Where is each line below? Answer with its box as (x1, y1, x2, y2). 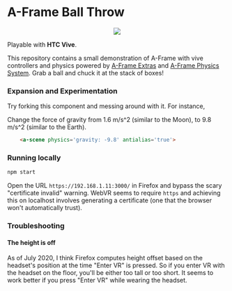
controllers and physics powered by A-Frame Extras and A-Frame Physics (7, 61, 219, 70)
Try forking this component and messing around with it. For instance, (7, 102, 206, 110)
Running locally (7, 153, 61, 163)
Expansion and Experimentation (7, 86, 118, 96)
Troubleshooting (7, 221, 65, 231)
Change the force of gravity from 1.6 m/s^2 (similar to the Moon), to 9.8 (7, 116, 212, 124)
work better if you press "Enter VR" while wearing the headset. (7, 276, 187, 285)
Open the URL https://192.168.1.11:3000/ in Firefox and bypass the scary (7, 181, 222, 190)
